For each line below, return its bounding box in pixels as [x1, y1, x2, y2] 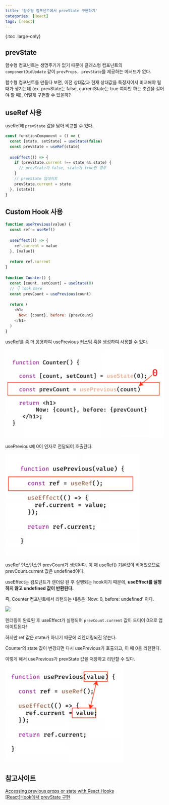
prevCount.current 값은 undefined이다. [5, 568, 85, 574]
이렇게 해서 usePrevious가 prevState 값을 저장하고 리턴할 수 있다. [5, 655, 135, 662]
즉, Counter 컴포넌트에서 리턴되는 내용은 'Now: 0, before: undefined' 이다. [5, 596, 154, 602]
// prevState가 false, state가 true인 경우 [18, 165, 106, 171]
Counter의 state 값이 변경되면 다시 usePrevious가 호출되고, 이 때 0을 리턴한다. [5, 645, 161, 651]
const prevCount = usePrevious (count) [10, 291, 92, 297]
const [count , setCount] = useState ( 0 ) [10, 280, 94, 286]
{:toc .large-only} [5, 33, 41, 40]
